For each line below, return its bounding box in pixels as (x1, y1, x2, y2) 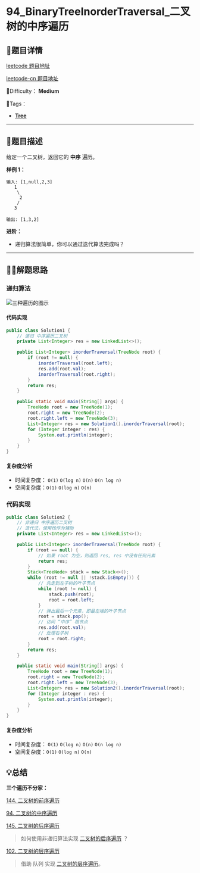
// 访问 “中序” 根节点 (37, 619, 88, 625)
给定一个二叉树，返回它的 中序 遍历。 (6, 153, 98, 160)
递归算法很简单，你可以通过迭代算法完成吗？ (14, 240, 125, 247)
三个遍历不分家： (6, 784, 48, 791)
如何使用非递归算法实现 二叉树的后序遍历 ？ (20, 835, 129, 842)
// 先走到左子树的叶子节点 (37, 581, 95, 587)
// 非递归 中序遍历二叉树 (17, 520, 73, 526)
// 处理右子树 (37, 630, 68, 637)
